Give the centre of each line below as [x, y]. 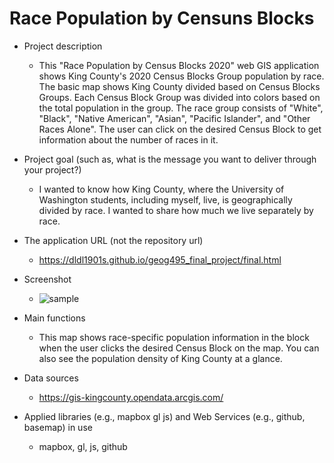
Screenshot [47, 279]
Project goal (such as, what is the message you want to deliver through [170, 159]
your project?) [52, 169]
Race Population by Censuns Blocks [162, 18]
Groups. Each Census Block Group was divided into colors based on [179, 97]
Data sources [51, 378]
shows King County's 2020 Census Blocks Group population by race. [181, 76]
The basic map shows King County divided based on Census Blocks [179, 86]
